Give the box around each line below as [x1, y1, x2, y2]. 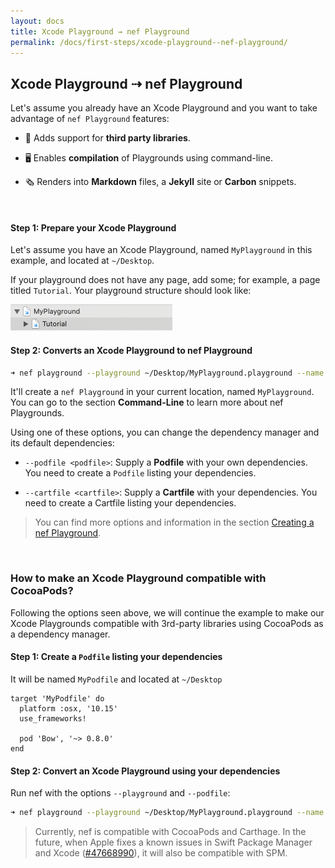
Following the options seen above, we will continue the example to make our [10, 606, 325, 619]
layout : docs [10, 16, 65, 26]
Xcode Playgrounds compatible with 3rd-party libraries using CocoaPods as [10, 617, 324, 629]
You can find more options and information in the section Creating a [34, 516, 315, 529]
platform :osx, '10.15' [19, 703, 118, 714]
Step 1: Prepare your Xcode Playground [10, 221, 177, 234]
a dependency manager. [10, 628, 111, 640]
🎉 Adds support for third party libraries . [24, 132, 191, 144]
